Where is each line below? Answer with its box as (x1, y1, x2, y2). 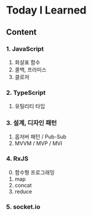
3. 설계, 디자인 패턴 (6, 119, 57, 127)
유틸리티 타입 (14, 102, 45, 110)
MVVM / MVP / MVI (14, 140, 63, 147)
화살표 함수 (14, 58, 41, 65)
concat (14, 181, 32, 188)
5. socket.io (6, 203, 41, 211)
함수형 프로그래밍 (14, 168, 55, 176)
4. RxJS (6, 154, 28, 163)
